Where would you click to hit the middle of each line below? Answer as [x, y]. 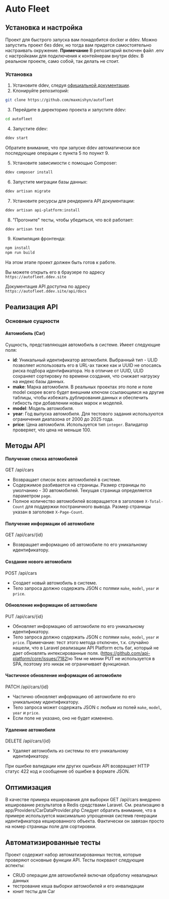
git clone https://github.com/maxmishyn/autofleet [60, 100]
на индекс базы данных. [39, 381]
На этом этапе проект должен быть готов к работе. [61, 263]
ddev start [17, 138]
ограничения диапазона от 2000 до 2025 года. [63, 419]
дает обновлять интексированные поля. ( [57, 653]
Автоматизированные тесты [53, 842]
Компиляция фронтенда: [39, 239]
